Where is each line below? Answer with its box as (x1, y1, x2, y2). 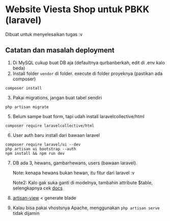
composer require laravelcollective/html (5, 123, 95, 128)
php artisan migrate (5, 104, 49, 109)
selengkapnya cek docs (12, 185, 63, 191)
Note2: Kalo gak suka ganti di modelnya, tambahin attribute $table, (12, 179, 153, 185)
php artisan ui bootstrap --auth (5, 146, 76, 151)
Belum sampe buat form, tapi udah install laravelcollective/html (12, 113, 145, 119)
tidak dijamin (12, 210, 40, 216)
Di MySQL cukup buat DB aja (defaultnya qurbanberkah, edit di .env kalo (12, 60, 165, 66)
